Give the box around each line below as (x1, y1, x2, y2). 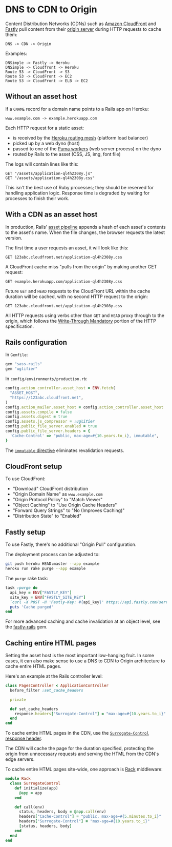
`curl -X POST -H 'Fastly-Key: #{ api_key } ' (10, 599, 104, 605)
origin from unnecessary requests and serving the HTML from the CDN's (5, 751, 159, 757)
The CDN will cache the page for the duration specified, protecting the (5, 745, 154, 752)
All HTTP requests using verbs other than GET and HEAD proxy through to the (5, 312, 165, 319)
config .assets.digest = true (5, 414, 68, 419)
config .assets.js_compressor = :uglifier (5, 419, 95, 424)
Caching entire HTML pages (5, 639, 96, 647)
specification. (5, 323, 34, 329)
